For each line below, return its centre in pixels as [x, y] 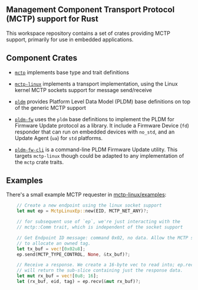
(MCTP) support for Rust [52, 19]
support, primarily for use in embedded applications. [70, 39]
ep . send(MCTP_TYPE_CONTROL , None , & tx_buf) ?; [74, 254]
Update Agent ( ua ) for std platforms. [59, 138]
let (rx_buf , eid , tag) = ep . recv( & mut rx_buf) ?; [79, 282]
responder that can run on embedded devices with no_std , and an [95, 132]
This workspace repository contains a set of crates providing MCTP [88, 33]
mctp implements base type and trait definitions [72, 72]
